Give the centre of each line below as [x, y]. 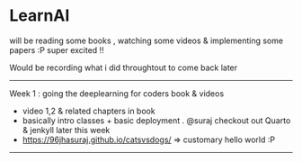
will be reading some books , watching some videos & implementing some [147, 40]
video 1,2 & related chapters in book [89, 111]
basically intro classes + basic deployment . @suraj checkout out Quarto [156, 120]
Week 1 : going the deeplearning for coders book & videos [117, 93]
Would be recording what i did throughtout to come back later [124, 67]
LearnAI [40, 16]
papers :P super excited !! [57, 49]
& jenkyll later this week [66, 130]
